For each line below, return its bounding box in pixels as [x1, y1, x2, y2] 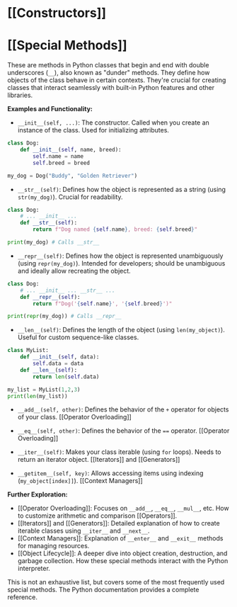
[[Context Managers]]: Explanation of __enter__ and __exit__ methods [17, 534, 224, 543]
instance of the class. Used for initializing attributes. [17, 126, 170, 135]
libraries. [7, 91, 33, 100]
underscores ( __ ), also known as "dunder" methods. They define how [7, 69, 210, 77]
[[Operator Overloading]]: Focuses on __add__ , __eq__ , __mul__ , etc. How [17, 504, 229, 513]
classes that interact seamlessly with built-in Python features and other [7, 84, 215, 92]
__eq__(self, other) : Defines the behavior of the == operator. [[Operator [17, 426, 230, 435]
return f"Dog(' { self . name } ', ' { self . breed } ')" [33, 300, 173, 307]
